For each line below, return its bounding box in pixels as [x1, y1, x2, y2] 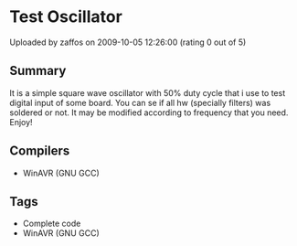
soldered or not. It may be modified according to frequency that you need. [9, 107, 289, 118]
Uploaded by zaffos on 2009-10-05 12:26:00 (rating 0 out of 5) [9, 37, 247, 48]
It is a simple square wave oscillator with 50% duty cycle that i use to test [9, 87, 286, 98]
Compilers [9, 144, 70, 159]
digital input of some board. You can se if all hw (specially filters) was [9, 97, 271, 108]
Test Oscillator [9, 6, 123, 27]
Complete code [22, 218, 81, 230]
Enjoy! [9, 116, 34, 127]
